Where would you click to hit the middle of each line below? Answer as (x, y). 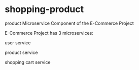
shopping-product (44, 9)
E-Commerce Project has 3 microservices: (49, 33)
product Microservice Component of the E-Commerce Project (69, 23)
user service (18, 43)
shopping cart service (28, 62)
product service (21, 52)
